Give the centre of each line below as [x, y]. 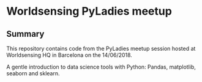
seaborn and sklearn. [33, 73]
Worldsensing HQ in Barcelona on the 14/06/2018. [69, 55]
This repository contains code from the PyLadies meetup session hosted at [101, 48]
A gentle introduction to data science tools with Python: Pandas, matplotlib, [101, 67]
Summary [25, 34]
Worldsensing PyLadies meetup [89, 11]
